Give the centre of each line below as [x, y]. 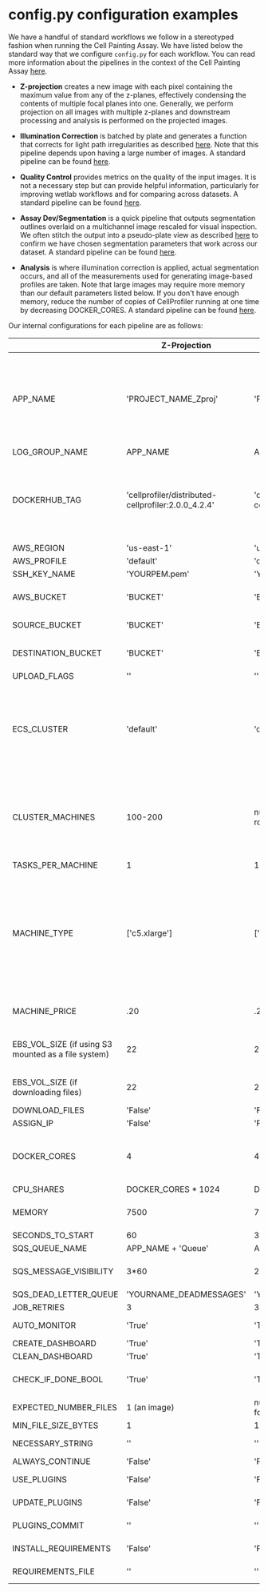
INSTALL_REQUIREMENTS [62, 1548]
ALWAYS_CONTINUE [51, 1461]
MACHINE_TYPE [43, 932]
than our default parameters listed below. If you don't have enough [129, 293]
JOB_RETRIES [39, 1307]
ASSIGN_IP [33, 1123]
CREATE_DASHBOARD [55, 1343]
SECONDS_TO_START [53, 1235]
